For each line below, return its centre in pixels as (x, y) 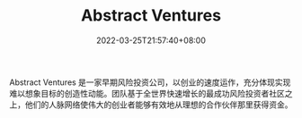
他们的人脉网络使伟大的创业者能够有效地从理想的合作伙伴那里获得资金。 (159, 105)
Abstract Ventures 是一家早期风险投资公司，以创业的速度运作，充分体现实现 (150, 82)
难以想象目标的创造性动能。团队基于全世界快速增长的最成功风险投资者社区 (147, 93)
